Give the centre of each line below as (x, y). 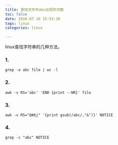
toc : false (16, 14)
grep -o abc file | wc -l (31, 70)
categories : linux (24, 28)
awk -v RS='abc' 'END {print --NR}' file (48, 92)
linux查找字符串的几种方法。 (34, 47)
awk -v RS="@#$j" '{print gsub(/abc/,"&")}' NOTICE (59, 115)
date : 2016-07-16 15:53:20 (33, 19)
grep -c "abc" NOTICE (27, 138)
